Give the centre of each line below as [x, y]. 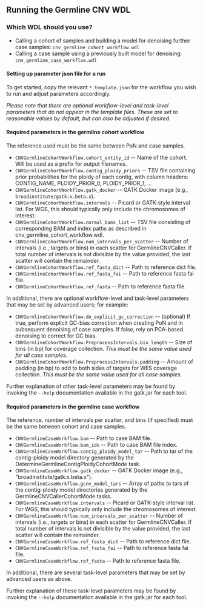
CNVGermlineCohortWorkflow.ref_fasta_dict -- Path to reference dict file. [106, 267]
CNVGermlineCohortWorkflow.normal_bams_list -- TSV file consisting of [103, 222]
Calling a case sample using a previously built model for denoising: [98, 53]
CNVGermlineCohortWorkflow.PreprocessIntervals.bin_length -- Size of [104, 342]
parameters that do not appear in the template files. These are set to [92, 112]
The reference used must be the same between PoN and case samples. [96, 146]
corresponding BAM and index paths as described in [81, 229]
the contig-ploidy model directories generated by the [81, 490]
